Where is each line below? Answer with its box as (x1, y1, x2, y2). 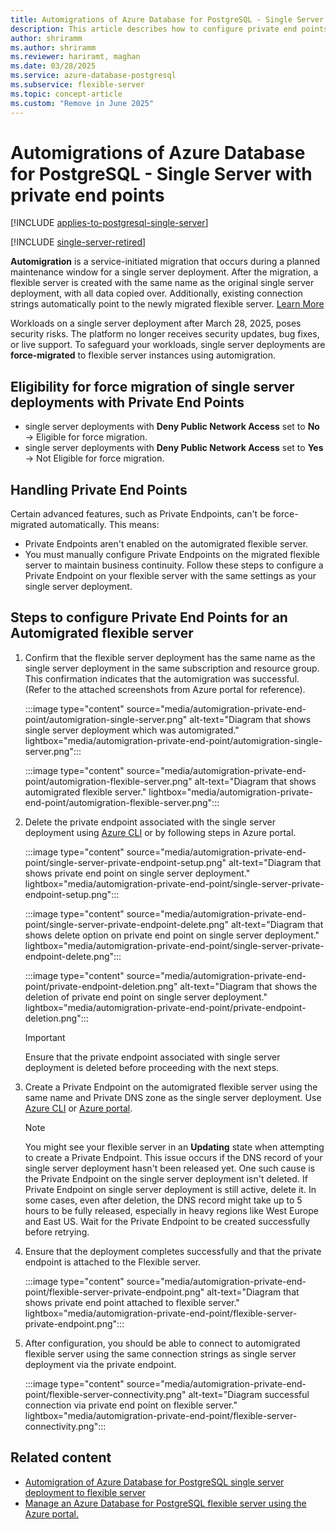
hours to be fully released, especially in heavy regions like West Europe (24, 1204, 319, 1216)
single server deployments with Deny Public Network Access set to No (24, 421, 320, 433)
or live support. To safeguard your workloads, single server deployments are (10, 339, 326, 351)
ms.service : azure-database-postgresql (10, 71, 177, 81)
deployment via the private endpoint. (24, 1358, 177, 1370)
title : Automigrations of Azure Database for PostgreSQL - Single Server (10, 14, 325, 25)
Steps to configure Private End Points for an (10, 609, 288, 626)
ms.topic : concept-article (10, 89, 123, 99)
